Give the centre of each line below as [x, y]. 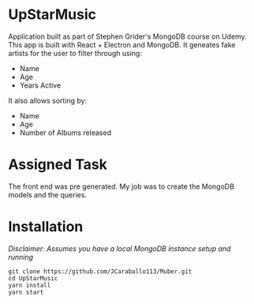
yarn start [26, 292]
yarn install [30, 285]
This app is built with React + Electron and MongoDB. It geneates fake [122, 44]
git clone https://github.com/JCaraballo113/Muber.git [100, 271]
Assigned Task [58, 165]
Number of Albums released [65, 133]
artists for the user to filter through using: [75, 53]
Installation [46, 227]
